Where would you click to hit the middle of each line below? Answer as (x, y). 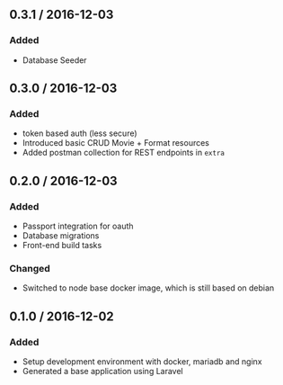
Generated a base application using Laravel (103, 372)
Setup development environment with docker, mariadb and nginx (142, 362)
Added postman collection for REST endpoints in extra (123, 153)
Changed (30, 268)
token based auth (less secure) (80, 133)
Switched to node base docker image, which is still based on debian (148, 288)
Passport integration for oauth (78, 226)
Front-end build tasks (62, 246)
